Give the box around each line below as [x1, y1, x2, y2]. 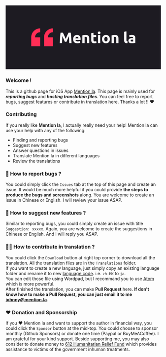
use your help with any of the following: [5, 127, 86, 133]
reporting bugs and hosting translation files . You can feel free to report [5, 93, 153, 99]
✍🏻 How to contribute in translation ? [5, 244, 95, 250]
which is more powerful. [5, 281, 55, 286]
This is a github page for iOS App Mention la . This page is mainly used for [5, 88, 155, 94]
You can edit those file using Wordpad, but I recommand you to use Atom [5, 276, 154, 282]
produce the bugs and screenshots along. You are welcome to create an [5, 192, 154, 198]
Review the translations [12, 158, 61, 164]
